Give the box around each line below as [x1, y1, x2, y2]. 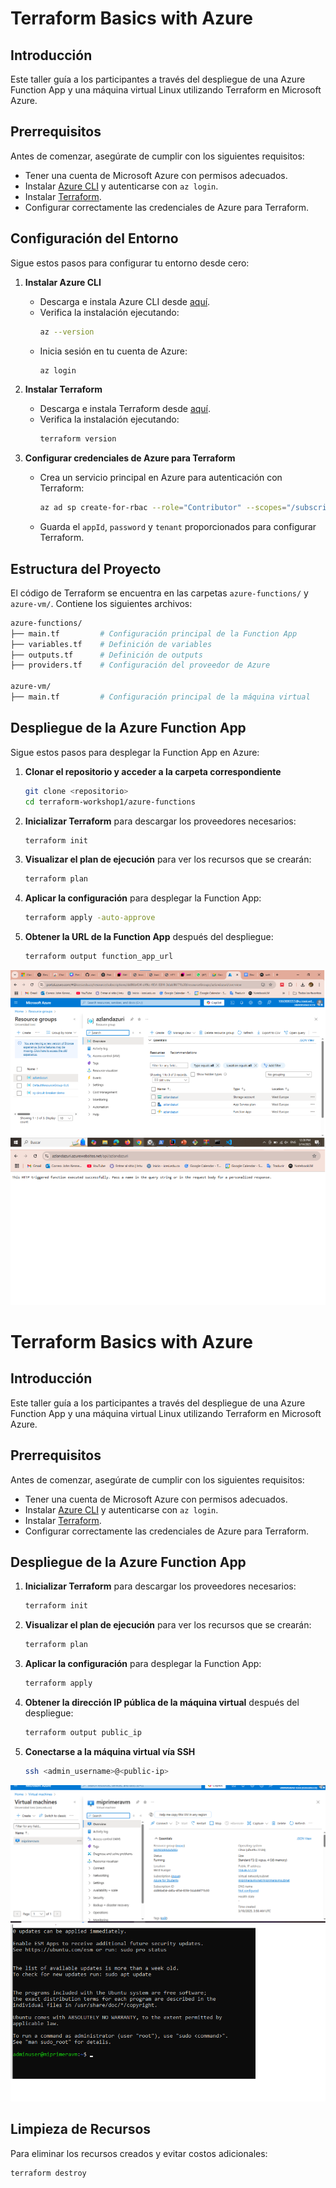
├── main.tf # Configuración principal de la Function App [10, 628, 298, 639]
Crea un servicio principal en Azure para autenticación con [39, 472, 283, 484]
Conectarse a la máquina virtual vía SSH [24, 1745, 196, 1757]
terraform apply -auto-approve [24, 913, 156, 923]
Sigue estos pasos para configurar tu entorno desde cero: [10, 257, 250, 269]
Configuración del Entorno [10, 230, 179, 247]
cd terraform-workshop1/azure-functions [24, 797, 196, 807]
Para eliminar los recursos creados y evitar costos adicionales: [10, 2147, 268, 2159]
